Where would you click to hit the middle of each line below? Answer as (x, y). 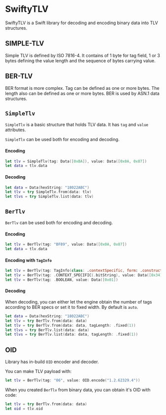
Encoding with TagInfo (28, 260)
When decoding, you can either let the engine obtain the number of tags (79, 302)
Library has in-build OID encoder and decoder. (52, 362)
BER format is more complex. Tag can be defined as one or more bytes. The (82, 88)
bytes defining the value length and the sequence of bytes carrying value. (80, 61)
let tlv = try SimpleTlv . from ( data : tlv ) (48, 192)
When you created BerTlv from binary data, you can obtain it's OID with (78, 390)
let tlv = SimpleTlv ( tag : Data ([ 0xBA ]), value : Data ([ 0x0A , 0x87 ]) (76, 161)
